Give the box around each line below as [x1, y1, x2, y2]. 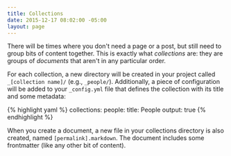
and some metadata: [7, 92, 66, 101]
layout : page [7, 23, 45, 30]
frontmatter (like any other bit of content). [7, 141, 126, 150]
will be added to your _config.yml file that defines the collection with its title [7, 85, 224, 94]
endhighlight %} [7, 113, 53, 121]
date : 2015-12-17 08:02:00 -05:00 [7, 17, 108, 24]
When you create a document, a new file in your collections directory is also [7, 126, 224, 135]
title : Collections [7, 10, 64, 17]
